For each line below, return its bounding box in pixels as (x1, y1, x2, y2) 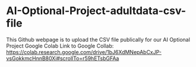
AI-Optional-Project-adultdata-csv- (6, 4, 186, 18)
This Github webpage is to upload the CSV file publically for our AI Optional (6, 36, 190, 43)
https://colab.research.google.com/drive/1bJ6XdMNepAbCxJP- (6, 48, 162, 55)
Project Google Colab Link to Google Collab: (6, 42, 114, 49)
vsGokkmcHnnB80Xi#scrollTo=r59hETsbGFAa (6, 55, 119, 62)
